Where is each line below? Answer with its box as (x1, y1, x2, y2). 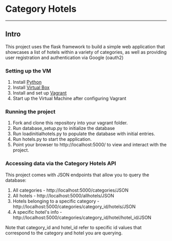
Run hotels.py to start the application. (12, 136, 92, 142)
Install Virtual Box (12, 84, 50, 90)
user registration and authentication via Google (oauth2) (5, 54, 124, 61)
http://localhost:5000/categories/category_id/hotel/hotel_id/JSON (12, 214, 152, 220)
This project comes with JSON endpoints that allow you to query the (5, 172, 149, 178)
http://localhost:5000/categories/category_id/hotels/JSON (12, 203, 136, 210)
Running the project (5, 108, 56, 115)
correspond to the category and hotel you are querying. (5, 230, 123, 236)
